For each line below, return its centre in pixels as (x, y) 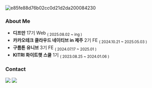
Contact (16, 69)
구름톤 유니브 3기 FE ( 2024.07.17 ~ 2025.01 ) (55, 48)
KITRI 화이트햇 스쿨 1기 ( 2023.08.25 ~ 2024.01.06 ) (61, 55)
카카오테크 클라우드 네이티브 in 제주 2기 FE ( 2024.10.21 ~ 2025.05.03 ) (80, 41)
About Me (18, 21)
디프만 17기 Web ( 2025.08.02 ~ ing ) (47, 34)
